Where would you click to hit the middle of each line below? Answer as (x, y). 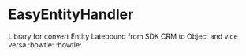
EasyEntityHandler (71, 15)
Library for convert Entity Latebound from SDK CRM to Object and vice (123, 36)
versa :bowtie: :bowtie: (45, 44)
